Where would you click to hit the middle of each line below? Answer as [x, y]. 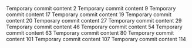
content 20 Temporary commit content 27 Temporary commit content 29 [94, 21]
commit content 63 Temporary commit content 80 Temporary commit [90, 33]
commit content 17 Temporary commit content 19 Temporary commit [89, 14]
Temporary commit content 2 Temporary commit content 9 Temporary [91, 8]
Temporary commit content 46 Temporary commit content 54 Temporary [95, 27]
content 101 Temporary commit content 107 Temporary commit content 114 [96, 39]
